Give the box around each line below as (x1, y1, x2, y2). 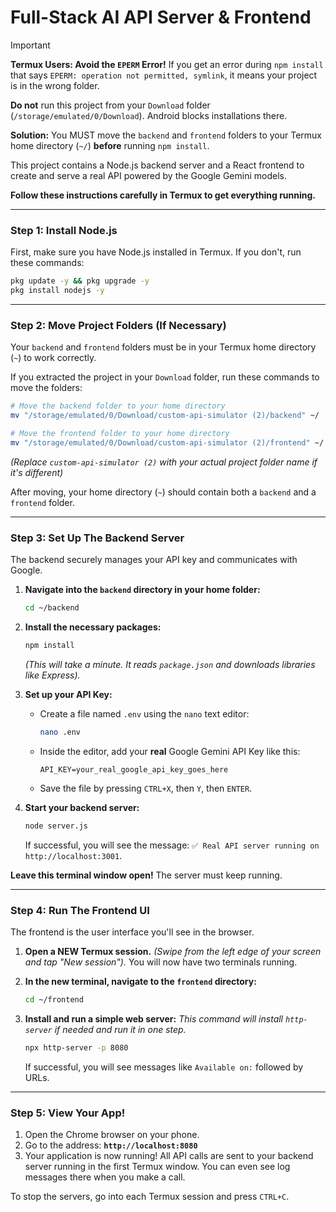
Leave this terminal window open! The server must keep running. (10, 869, 283, 881)
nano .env (39, 727, 82, 737)
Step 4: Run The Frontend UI (10, 903, 150, 917)
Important (10, 39, 51, 51)
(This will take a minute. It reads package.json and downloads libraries (24, 658, 316, 670)
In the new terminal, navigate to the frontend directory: (24, 975, 257, 987)
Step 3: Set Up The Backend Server (10, 531, 185, 545)
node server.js (24, 821, 89, 831)
